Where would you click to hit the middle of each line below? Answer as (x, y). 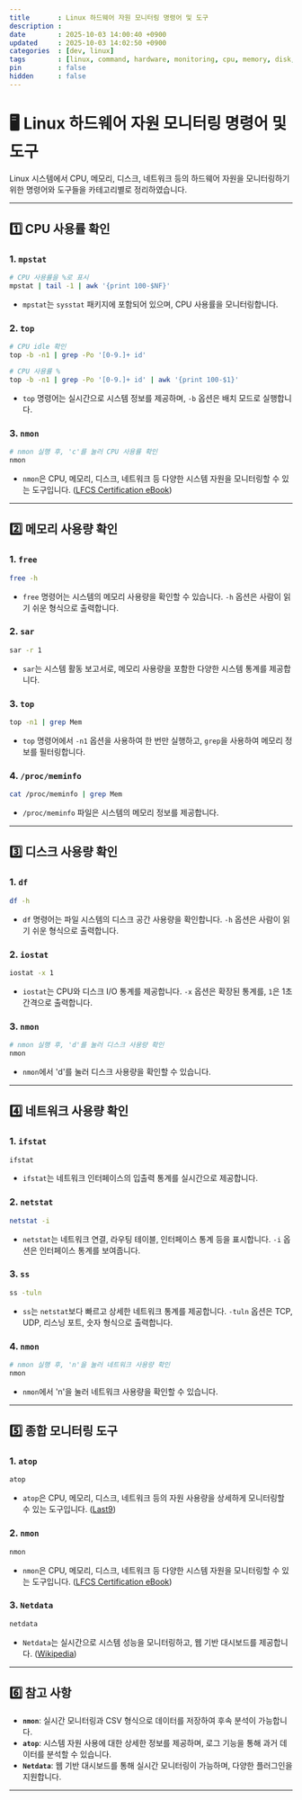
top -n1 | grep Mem (46, 722)
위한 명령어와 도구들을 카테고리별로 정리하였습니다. (98, 189)
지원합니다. (42, 1777)
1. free (23, 560)
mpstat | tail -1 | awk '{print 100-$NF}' (90, 286)
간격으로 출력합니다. (57, 1002)
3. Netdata (31, 1605)
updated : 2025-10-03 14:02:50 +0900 (88, 43)
